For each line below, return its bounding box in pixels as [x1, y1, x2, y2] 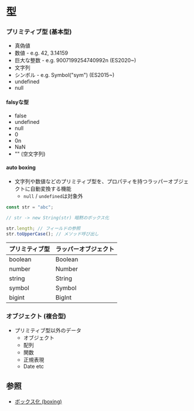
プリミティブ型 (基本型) [6, 28, 72, 36]
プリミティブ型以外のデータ [14, 326, 81, 333]
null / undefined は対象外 [23, 192, 83, 200]
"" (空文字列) [14, 150, 46, 157]
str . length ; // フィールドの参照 [6, 225, 81, 231]
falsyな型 [6, 99, 29, 106]
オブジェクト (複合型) [6, 312, 66, 321]
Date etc [23, 362, 44, 370]
